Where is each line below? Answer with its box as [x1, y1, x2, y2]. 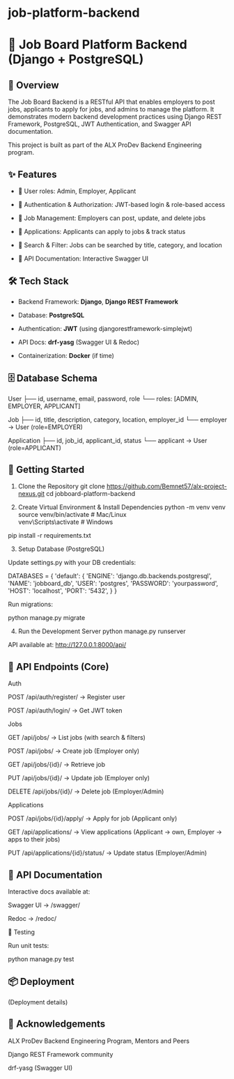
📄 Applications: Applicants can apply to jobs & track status [17, 228, 186, 235]
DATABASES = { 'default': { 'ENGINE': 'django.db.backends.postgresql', [8, 572, 212, 580]
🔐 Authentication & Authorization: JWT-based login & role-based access [17, 201, 226, 208]
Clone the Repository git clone [17, 482, 105, 490]
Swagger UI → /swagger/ [8, 901, 81, 910]
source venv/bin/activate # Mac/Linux [17, 511, 127, 519]
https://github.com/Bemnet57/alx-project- [106, 482, 227, 490]
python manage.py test [8, 955, 75, 963]
